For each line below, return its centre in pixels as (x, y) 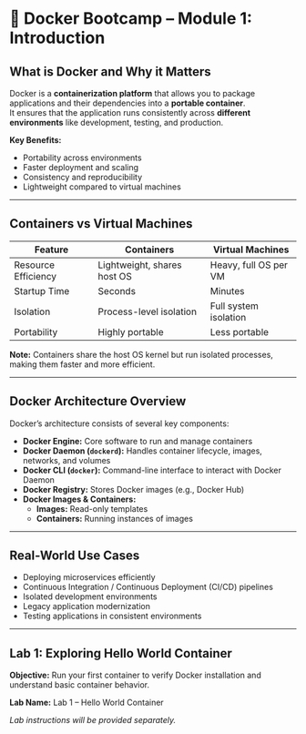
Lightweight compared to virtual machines (102, 187)
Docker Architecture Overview (98, 401)
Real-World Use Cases (75, 556)
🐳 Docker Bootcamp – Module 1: (131, 19)
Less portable (240, 331)
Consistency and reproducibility (82, 177)
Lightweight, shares (140, 265)
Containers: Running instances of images (115, 518)
